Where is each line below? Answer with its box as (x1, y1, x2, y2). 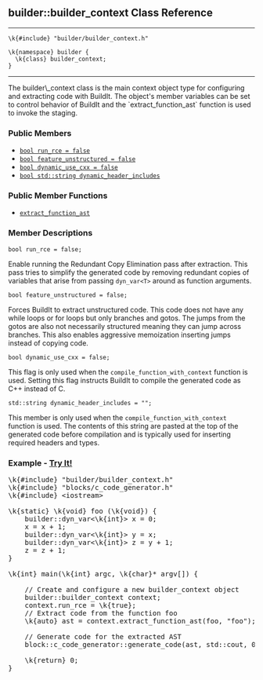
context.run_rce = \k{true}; (24, 601, 137, 609)
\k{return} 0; (24, 656, 79, 664)
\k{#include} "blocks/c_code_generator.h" (8, 483, 174, 492)
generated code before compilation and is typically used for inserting (8, 430, 231, 439)
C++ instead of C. (8, 384, 66, 393)
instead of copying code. (8, 338, 88, 348)
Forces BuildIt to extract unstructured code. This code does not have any (8, 305, 244, 314)
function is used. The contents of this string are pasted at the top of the (8, 421, 239, 430)
